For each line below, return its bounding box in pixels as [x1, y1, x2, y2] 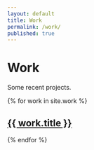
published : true [7, 29, 55, 37]
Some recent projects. [7, 83, 72, 92]
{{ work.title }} [7, 117, 72, 129]
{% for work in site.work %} [7, 97, 88, 105]
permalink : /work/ [7, 23, 61, 30]
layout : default [7, 10, 55, 18]
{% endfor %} [7, 136, 48, 144]
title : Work [7, 17, 42, 24]
